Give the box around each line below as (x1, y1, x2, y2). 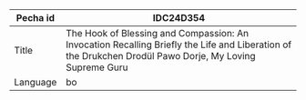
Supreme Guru (65, 61, 129, 74)
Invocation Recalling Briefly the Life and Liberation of (65, 38, 292, 51)
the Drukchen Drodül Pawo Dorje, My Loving (65, 50, 257, 62)
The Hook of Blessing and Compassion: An (65, 27, 249, 39)
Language (14, 76, 57, 88)
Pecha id (15, 12, 56, 24)
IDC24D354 (152, 12, 206, 24)
